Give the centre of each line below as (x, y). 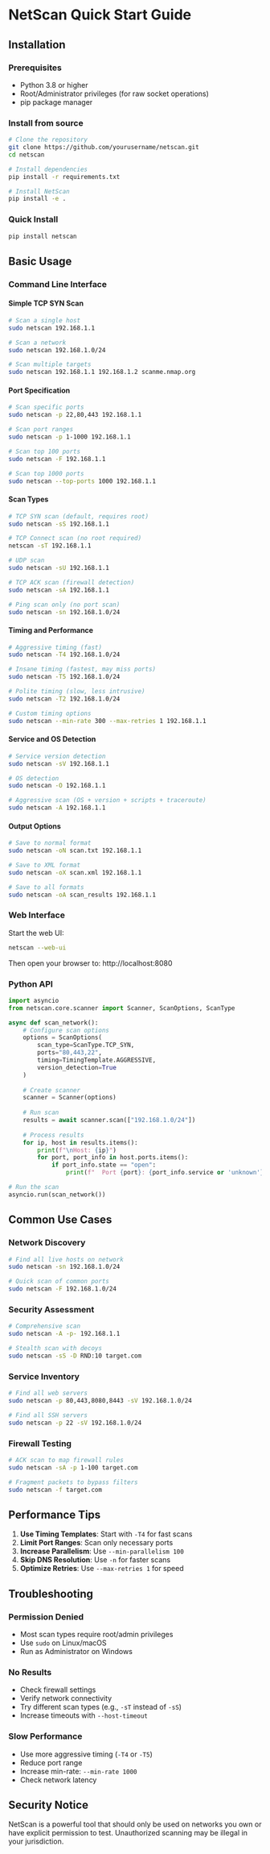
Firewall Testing (40, 1443)
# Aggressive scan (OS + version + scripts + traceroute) (107, 800)
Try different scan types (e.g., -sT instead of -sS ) (101, 1707)
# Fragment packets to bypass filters (73, 1482)
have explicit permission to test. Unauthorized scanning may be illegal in (128, 1833)
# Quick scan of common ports (59, 1282)
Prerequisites (35, 68)
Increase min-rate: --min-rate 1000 (78, 1771)
